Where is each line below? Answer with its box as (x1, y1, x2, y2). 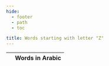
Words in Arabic (15, 54, 62, 62)
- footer (11, 14, 33, 20)
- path (11, 19, 28, 25)
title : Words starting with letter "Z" (6, 36, 104, 41)
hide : (6, 8, 19, 15)
